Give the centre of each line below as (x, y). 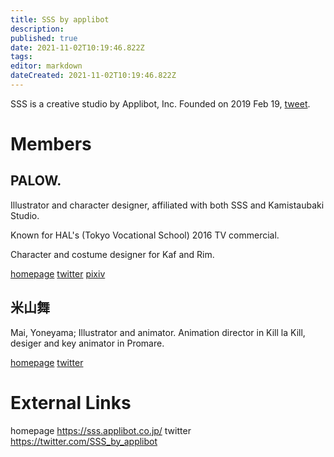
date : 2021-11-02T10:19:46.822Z (77, 47)
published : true (44, 38)
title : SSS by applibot (60, 19)
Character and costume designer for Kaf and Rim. (112, 254)
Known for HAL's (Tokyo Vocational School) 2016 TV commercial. (145, 235)
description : (37, 29)
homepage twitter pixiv (58, 273)
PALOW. (36, 181)
